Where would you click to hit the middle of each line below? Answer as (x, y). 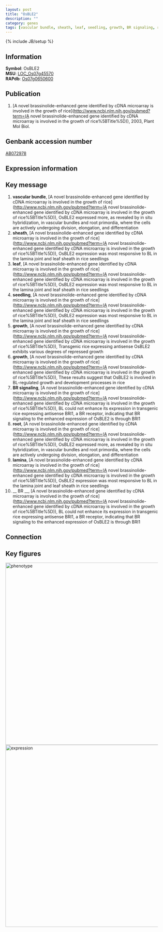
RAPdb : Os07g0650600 (30, 79)
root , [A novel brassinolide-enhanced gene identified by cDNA (75, 424)
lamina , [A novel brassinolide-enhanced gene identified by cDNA (77, 460)
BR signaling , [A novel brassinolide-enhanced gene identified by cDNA (83, 388)
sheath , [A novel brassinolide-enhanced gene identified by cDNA (78, 233)
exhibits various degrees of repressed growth (58, 351)
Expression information (42, 168)
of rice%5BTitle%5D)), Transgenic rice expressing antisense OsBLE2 (81, 346)
